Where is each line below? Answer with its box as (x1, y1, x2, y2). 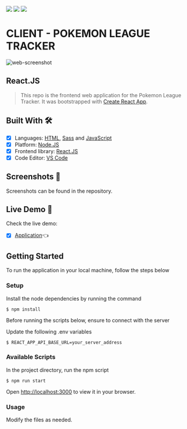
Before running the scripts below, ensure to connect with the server (6, 316, 170, 324)
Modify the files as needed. (6, 416, 72, 424)
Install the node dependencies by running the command (6, 295, 142, 302)
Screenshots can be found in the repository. (6, 187, 113, 194)
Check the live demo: (6, 220, 58, 227)
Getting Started (6, 251, 64, 261)
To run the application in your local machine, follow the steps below (6, 267, 169, 274)
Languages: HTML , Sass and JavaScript (14, 134, 112, 141)
